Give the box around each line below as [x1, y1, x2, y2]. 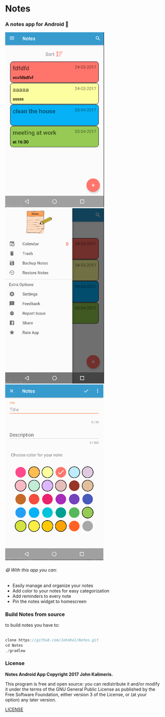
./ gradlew [5, 648, 26, 653]
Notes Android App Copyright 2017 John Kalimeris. [5, 671, 113, 677]
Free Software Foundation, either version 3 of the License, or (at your [5, 691, 147, 698]
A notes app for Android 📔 [5, 21, 69, 28]
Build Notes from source [5, 611, 65, 618]
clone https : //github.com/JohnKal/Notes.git [5, 637, 99, 643]
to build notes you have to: [5, 622, 60, 628]
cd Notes [5, 643, 23, 648]
